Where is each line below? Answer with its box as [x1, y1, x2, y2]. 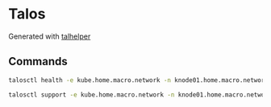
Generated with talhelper [8, 31, 91, 41]
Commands [8, 55, 69, 68]
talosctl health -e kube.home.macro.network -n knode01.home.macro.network [8, 76, 269, 84]
